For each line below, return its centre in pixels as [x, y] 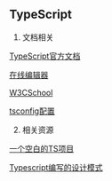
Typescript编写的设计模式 [56, 167]
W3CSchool [31, 92]
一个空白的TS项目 [42, 148]
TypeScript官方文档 [45, 56]
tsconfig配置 [32, 111]
